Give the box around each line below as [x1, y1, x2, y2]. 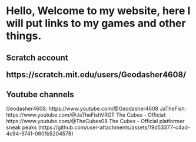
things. [6, 29, 42, 42]
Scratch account [6, 52, 69, 62]
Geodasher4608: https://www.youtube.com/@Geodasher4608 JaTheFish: [6, 105, 187, 113]
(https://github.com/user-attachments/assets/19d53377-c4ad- [38, 124, 190, 131]
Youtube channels [6, 90, 75, 100]
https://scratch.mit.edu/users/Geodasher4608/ [6, 70, 187, 80]
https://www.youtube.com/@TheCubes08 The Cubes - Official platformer [6, 118, 185, 125]
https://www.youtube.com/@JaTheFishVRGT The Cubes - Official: [6, 111, 167, 118]
